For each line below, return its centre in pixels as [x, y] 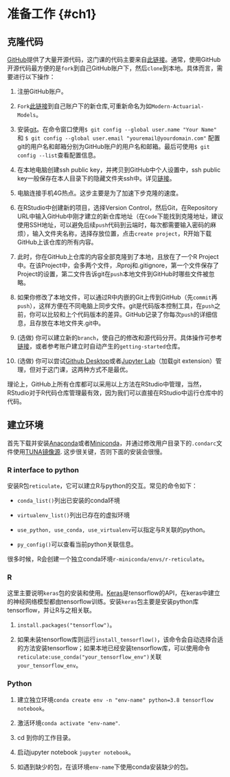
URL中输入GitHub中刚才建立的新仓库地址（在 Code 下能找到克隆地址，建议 [120, 216]
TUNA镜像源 [43, 451]
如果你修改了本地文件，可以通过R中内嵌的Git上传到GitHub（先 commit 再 [117, 297]
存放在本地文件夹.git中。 [70, 323]
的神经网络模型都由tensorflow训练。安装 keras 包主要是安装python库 [103, 602]
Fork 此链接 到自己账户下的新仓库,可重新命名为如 [84, 106]
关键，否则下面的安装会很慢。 [124, 451]
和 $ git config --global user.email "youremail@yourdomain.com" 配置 [119, 138]
